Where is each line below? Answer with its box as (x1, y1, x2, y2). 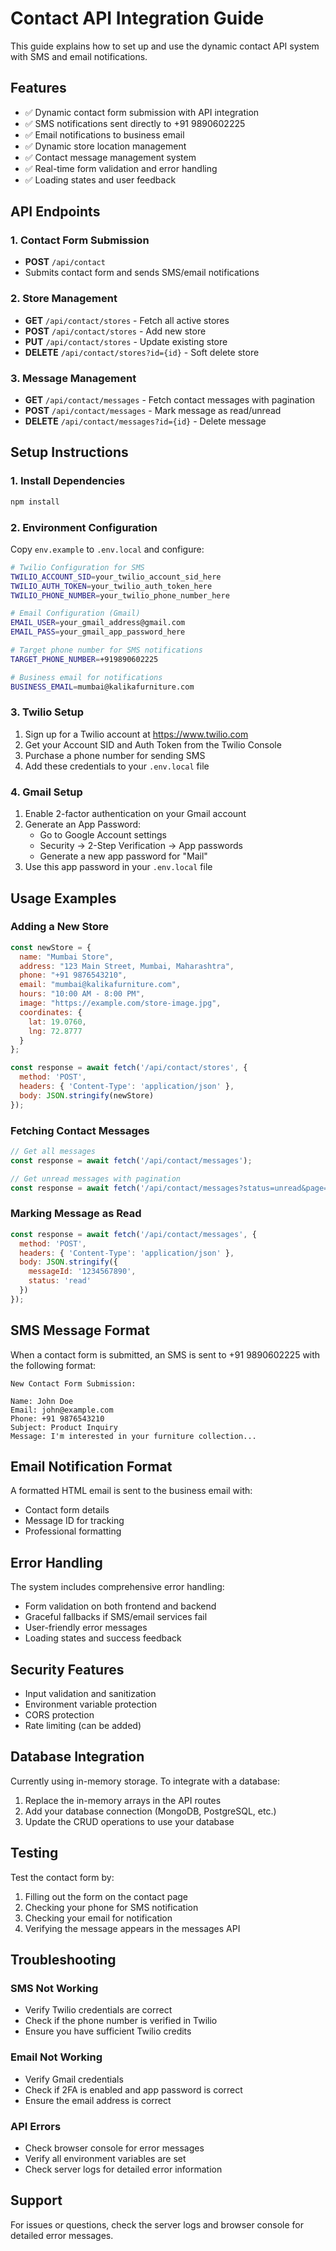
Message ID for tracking (24, 1515, 125, 1527)
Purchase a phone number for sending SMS (24, 749, 206, 761)
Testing (10, 1845, 59, 1862)
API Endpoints (10, 203, 101, 221)
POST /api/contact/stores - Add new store (24, 325, 207, 337)
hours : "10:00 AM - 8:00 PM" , (19, 989, 145, 999)
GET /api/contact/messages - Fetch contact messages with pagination (24, 394, 316, 406)
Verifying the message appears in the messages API (24, 1922, 241, 1934)
